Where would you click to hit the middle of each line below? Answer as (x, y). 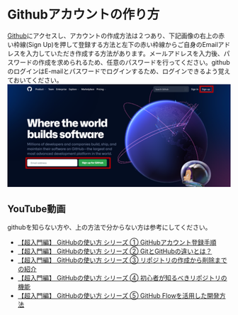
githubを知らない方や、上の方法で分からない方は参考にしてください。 (109, 228)
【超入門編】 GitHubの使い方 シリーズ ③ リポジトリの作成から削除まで (122, 260)
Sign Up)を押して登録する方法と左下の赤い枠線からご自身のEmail (123, 44)
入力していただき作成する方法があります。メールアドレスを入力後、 (125, 53)
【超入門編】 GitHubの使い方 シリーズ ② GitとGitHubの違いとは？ (115, 251)
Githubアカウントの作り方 (84, 15)
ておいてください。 (35, 80)
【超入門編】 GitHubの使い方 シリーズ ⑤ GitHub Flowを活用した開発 (118, 296)
